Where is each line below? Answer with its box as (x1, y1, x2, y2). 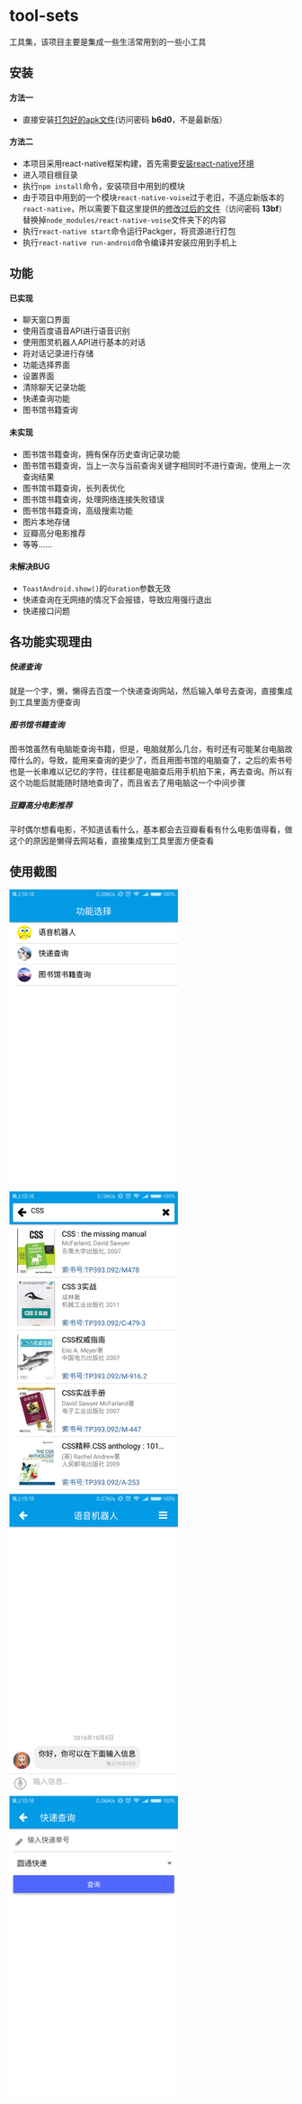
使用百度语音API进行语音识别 (22, 325, 130, 336)
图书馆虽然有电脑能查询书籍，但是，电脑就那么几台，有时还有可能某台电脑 (9, 744, 285, 755)
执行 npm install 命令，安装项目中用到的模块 (22, 180, 186, 191)
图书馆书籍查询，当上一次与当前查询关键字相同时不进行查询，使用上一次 (22, 460, 290, 471)
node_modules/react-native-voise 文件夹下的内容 (46, 214, 226, 225)
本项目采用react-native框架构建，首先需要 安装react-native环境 (22, 158, 254, 169)
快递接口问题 (22, 605, 70, 616)
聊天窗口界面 (22, 315, 70, 325)
